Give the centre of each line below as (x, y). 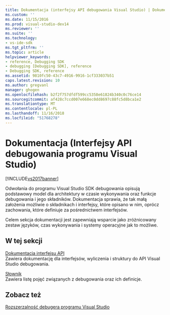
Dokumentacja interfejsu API (35, 253)
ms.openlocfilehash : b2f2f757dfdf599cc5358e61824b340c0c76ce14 (73, 95)
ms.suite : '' (19, 33)
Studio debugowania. (27, 264)
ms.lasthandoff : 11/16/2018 (35, 114)
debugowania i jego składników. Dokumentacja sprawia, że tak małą (76, 199)
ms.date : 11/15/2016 (27, 19)
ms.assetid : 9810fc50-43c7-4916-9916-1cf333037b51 (60, 76)
